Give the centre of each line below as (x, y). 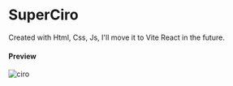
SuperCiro (43, 15)
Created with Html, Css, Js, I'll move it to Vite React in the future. (116, 37)
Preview (22, 56)
